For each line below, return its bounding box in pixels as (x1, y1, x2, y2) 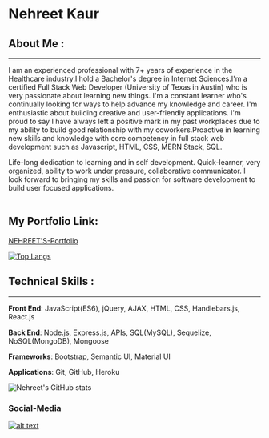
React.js (8, 311, 35, 321)
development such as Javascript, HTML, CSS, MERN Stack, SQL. (8, 142, 223, 151)
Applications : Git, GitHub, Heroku (8, 367, 120, 376)
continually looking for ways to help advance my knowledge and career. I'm (8, 99, 258, 109)
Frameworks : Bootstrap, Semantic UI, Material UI (8, 352, 171, 361)
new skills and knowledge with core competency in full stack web (8, 134, 225, 143)
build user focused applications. (8, 183, 114, 192)
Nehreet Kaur (8, 5, 100, 23)
